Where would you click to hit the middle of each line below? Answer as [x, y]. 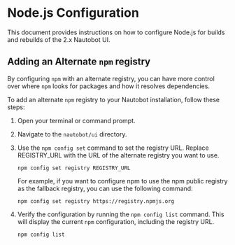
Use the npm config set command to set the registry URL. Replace [113, 148]
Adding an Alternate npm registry [79, 62]
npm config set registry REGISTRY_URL [74, 168]
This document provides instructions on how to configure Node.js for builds [116, 32]
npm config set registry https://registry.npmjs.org [96, 201]
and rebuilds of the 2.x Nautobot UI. [59, 39]
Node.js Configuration [73, 13]
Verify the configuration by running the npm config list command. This [121, 214]
